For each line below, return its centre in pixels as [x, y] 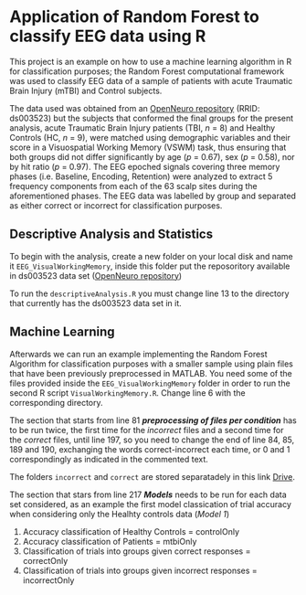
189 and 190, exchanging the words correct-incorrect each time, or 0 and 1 [150, 449]
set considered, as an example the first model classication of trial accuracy [151, 504]
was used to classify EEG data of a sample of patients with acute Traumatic [151, 80]
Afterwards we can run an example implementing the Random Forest [138, 354]
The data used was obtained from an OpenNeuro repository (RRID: [135, 108]
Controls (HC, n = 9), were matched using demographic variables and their [150, 137]
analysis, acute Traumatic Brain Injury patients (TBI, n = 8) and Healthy [142, 127]
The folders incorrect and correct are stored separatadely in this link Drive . [152, 476]
